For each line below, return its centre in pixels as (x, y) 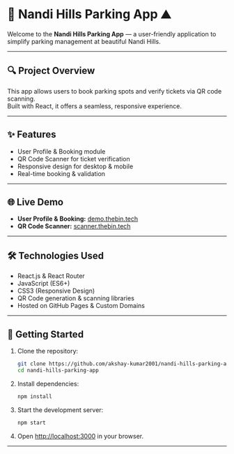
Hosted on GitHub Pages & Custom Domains (81, 306)
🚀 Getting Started (46, 334)
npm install (34, 396)
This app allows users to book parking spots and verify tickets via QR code (115, 91)
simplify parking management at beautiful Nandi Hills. (84, 41)
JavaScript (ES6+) (44, 284)
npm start (32, 423)
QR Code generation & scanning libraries (76, 298)
